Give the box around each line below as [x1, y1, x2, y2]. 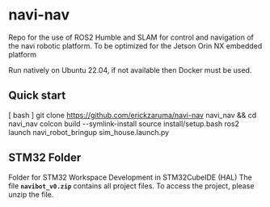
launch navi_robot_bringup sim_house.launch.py [8, 127, 170, 137]
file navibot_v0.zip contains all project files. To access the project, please [8, 180, 255, 191]
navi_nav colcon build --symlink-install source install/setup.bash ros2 [8, 119, 240, 129]
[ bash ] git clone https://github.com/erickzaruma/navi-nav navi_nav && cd [8, 110, 257, 120]
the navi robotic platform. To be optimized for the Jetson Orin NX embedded [8, 40, 263, 50]
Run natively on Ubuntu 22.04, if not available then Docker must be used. [8, 65, 252, 74]
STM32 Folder [8, 151, 82, 165]
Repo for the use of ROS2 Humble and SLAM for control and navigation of [8, 32, 255, 42]
